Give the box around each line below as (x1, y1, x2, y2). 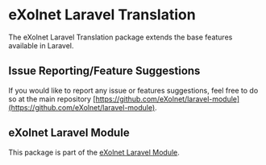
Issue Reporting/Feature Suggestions (8, 64, 201, 78)
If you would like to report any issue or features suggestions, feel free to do (8, 85, 259, 95)
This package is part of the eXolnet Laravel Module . (8, 147, 180, 157)
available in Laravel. (8, 40, 74, 50)
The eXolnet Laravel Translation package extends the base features (8, 32, 233, 42)
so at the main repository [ (8, 94, 96, 104)
